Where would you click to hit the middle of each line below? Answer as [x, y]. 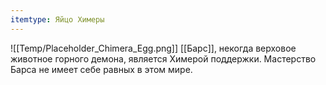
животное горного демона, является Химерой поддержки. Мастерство [163, 58]
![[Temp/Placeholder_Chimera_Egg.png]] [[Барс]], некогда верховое [153, 48]
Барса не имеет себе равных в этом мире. [101, 69]
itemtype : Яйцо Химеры [57, 19]
